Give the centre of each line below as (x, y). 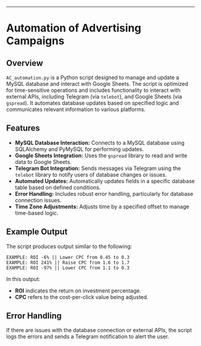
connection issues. (38, 200)
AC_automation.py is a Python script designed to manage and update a (93, 77)
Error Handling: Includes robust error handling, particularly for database (104, 193)
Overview (25, 63)
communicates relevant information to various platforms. (76, 109)
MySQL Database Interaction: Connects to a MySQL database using (100, 142)
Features (23, 128)
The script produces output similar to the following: (69, 246)
